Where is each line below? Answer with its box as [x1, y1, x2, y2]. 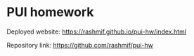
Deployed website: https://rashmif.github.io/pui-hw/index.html [6, 27, 187, 36]
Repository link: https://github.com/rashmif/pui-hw [6, 41, 154, 49]
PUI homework [6, 4, 94, 20]
